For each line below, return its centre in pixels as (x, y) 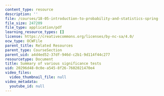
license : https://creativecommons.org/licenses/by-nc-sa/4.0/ (70, 37)
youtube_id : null (27, 86)
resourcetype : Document (29, 59)
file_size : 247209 (24, 23)
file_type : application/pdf (34, 28)
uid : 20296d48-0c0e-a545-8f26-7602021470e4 (50, 68)
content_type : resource (29, 9)
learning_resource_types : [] (35, 32)
